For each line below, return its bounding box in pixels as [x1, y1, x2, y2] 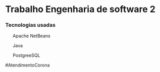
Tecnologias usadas [5, 22, 56, 29]
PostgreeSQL [12, 52, 40, 58]
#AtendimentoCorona [5, 62, 50, 68]
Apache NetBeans [12, 33, 50, 39]
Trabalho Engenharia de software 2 [5, 4, 155, 15]
